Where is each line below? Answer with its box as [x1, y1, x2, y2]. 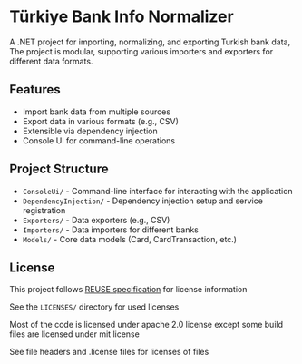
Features [9, 82, 61, 97]
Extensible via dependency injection [22, 125, 159, 136]
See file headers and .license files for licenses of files [9, 347, 209, 358]
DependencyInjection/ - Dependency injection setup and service [22, 195, 263, 206]
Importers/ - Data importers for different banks [22, 224, 200, 235]
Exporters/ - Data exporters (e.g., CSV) [22, 214, 170, 225]
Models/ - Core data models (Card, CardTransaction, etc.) [22, 233, 238, 244]
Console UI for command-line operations [22, 134, 175, 146]
